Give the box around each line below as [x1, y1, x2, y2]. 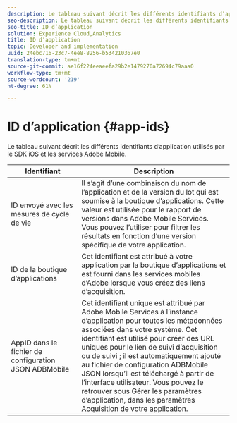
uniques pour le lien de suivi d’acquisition [81, 343, 218, 352]
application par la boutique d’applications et [81, 260, 226, 270]
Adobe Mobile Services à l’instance [81, 307, 199, 317]
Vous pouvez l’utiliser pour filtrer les [81, 223, 201, 233]
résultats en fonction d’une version [81, 231, 196, 241]
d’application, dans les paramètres [81, 396, 195, 405]
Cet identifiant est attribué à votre [81, 252, 193, 262]
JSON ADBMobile [11, 364, 69, 374]
